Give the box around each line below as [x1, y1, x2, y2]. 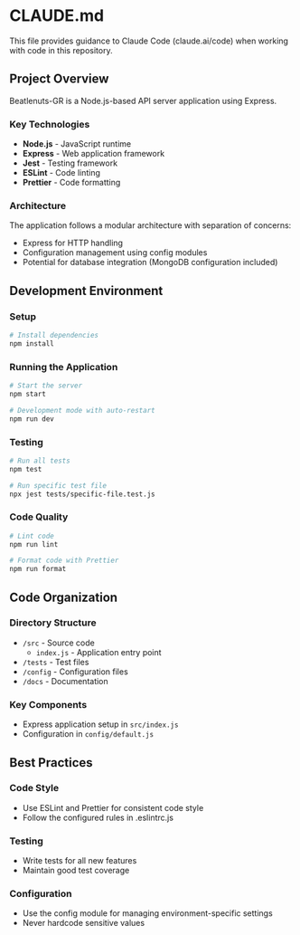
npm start [9, 389, 47, 398]
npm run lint [9, 539, 59, 549]
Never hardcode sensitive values [22, 918, 145, 929]
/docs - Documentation [22, 675, 108, 686]
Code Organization [9, 589, 118, 605]
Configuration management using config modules [22, 247, 208, 258]
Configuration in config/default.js [22, 729, 155, 739]
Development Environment [9, 282, 164, 299]
